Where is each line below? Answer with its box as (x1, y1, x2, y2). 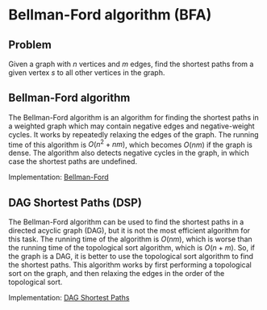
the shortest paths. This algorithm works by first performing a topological (8, 260, 252, 270)
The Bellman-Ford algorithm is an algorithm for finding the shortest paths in (8, 112, 260, 122)
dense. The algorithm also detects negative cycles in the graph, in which (8, 148, 249, 158)
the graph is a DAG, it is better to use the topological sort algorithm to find (8, 252, 254, 262)
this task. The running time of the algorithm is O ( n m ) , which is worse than (8, 234, 252, 244)
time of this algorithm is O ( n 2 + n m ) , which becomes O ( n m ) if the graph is (8, 138, 252, 149)
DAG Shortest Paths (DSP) (8, 195, 143, 209)
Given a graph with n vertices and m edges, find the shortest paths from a (8, 59, 254, 69)
